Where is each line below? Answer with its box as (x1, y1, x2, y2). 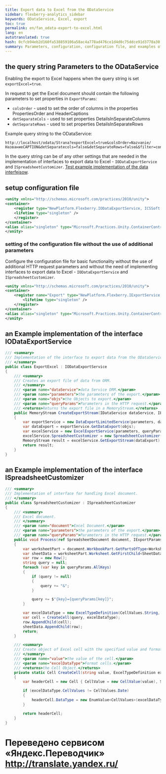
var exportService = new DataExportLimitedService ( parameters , (23, 419, 156, 424)
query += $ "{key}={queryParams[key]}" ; (31, 597, 114, 602)
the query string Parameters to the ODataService (5, 62, 159, 71)
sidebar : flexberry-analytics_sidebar (5, 12, 85, 17)
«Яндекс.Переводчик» (5, 747, 105, 759)
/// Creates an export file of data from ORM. (14, 378, 112, 383)
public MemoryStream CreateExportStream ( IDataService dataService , (14, 410, 156, 416)
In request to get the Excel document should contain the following (5, 90, 139, 97)
